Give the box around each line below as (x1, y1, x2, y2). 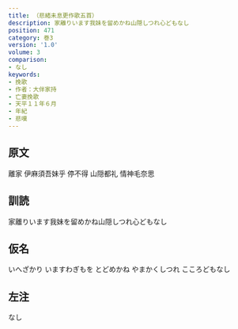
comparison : (8, 56, 47, 64)
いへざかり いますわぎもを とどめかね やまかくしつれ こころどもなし (8, 265, 231, 274)
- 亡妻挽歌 (8, 93, 40, 101)
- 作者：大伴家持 (8, 85, 57, 94)
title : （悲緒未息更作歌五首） (8, 11, 98, 20)
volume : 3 (8, 48, 41, 56)
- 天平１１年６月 (8, 100, 57, 108)
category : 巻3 (8, 33, 54, 42)
